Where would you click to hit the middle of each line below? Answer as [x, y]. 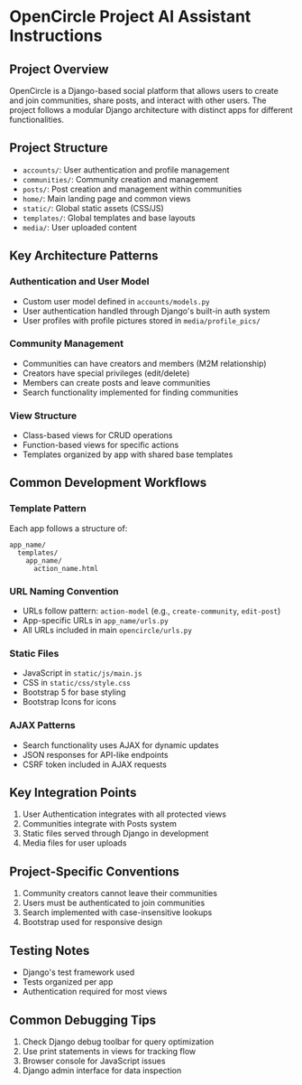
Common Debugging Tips [82, 1020]
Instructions [56, 36]
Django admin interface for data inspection [102, 1070]
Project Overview [59, 69]
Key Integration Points [73, 793]
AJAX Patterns [43, 725]
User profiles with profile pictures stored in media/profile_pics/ [142, 320]
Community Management [67, 343]
